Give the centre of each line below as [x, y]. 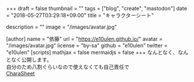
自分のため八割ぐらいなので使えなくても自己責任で [68, 67]
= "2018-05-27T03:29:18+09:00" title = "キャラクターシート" [80, 15]
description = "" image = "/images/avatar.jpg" [62, 27]
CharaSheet [21, 73]
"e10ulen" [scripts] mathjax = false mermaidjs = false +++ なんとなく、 [92, 52]
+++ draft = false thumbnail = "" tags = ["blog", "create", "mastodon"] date [97, 8]
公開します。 [37, 60]
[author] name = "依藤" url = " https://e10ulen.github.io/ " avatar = [84, 39]
